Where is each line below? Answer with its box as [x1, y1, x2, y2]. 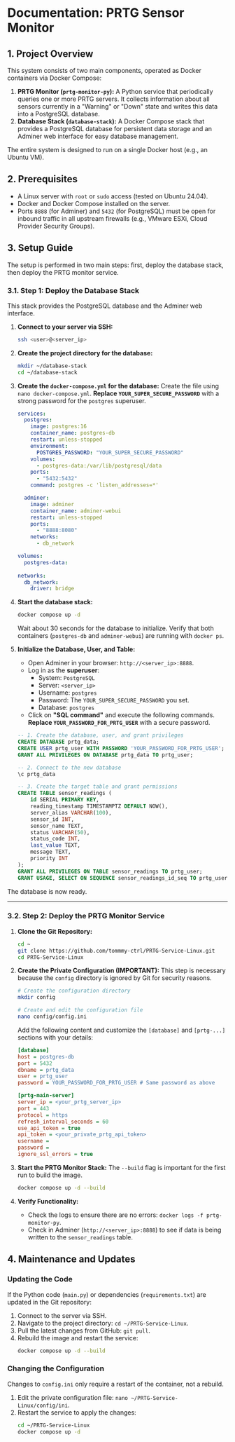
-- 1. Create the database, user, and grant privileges [17, 732, 184, 739]
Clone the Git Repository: [17, 927, 93, 935]
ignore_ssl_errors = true [17, 1151, 93, 1158]
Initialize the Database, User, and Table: [17, 645, 136, 653]
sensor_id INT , [30, 815, 75, 823]
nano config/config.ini [17, 1013, 87, 1021]
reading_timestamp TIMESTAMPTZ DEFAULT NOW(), [30, 803, 169, 810]
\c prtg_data [17, 770, 56, 777]
